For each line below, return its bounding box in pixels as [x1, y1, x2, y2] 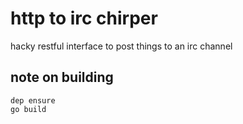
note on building [10, 69, 114, 86]
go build [10, 104, 47, 114]
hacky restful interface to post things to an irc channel [10, 40, 233, 52]
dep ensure [10, 95, 56, 106]
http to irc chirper [10, 7, 158, 30]
